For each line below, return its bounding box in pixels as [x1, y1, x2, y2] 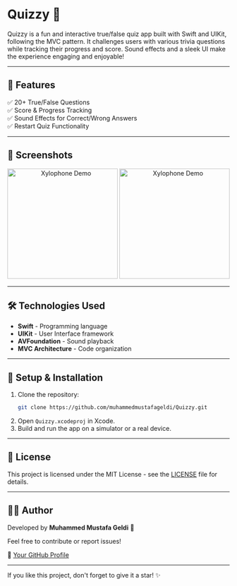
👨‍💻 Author [7, 504, 54, 517]
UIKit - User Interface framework [17, 329, 114, 338]
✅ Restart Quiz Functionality [7, 121, 90, 130]
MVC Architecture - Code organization [17, 345, 132, 353]
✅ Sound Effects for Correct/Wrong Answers [7, 114, 138, 122]
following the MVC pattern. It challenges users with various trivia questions [7, 37, 226, 45]
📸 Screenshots [7, 149, 73, 161]
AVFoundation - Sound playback [17, 337, 114, 346]
